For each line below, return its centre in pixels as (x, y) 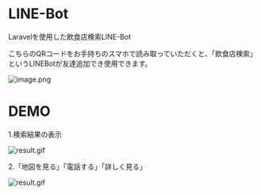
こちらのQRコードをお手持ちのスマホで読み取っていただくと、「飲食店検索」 (133, 53)
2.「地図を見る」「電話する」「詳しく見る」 (77, 166)
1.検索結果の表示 (35, 134)
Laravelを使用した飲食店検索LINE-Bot (70, 36)
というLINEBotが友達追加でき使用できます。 (80, 63)
